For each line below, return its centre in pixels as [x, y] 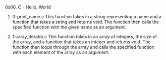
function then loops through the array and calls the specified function [83, 47]
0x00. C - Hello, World [28, 7]
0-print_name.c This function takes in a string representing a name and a [87, 16]
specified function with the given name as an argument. [69, 27]
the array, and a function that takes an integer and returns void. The [82, 42]
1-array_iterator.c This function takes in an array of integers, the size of [84, 37]
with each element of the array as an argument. [61, 52]
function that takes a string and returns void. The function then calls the [85, 22]
